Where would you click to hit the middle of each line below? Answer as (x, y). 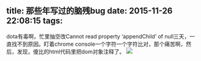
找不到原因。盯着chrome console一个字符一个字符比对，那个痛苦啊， (99, 44)
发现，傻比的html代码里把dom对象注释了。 (71, 51)
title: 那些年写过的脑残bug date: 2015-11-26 (90, 11)
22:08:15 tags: (35, 21)
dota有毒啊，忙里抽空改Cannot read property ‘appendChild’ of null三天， (98, 36)
